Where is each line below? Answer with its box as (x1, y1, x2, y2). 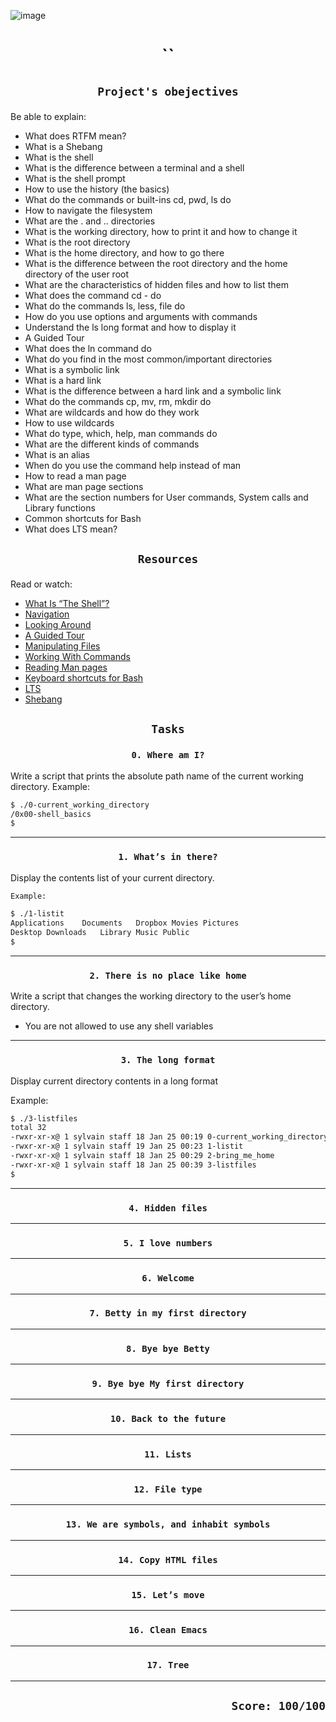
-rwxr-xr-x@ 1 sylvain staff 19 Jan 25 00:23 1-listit (10, 1141, 244, 1152)
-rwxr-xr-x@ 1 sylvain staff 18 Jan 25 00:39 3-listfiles (10, 1160, 257, 1170)
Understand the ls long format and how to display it (24, 321, 237, 333)
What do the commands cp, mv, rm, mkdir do (24, 395, 212, 407)
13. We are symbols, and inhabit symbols (65, 1519, 271, 1530)
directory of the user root (24, 268, 130, 280)
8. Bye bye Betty (126, 1343, 210, 1354)
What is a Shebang (24, 140, 103, 152)
